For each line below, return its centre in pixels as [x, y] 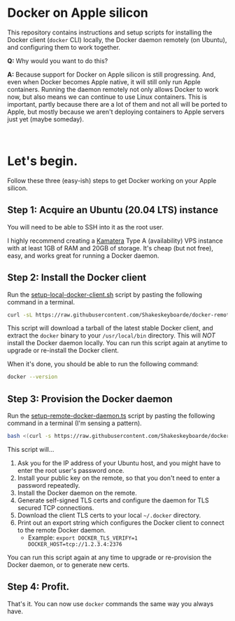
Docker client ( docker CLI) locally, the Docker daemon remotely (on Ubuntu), [117, 39]
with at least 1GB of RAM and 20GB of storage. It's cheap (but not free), [110, 248]
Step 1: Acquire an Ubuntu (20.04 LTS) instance [113, 210]
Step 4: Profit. [38, 587]
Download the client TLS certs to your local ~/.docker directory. [109, 515]
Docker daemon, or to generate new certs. [69, 565]
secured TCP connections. [56, 507]
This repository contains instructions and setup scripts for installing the [110, 32]
